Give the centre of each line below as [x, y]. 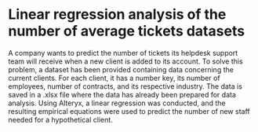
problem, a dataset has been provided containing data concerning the [121, 69]
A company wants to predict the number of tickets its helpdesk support [123, 53]
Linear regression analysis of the [117, 15]
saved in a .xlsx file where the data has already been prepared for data [122, 94]
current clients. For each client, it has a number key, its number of [114, 78]
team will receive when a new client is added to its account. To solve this [125, 61]
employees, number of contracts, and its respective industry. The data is [125, 86]
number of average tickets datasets [127, 31]
